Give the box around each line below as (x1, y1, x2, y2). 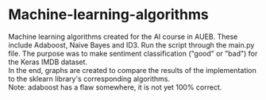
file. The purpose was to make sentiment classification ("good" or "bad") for (8, 48, 258, 58)
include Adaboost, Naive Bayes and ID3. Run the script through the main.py (8, 40, 255, 49)
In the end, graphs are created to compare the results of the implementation (8, 65, 256, 75)
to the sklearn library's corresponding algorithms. (8, 74, 171, 83)
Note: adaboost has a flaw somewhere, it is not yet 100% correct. (8, 82, 222, 92)
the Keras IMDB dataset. (8, 57, 88, 67)
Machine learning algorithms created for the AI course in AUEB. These (8, 32, 238, 41)
